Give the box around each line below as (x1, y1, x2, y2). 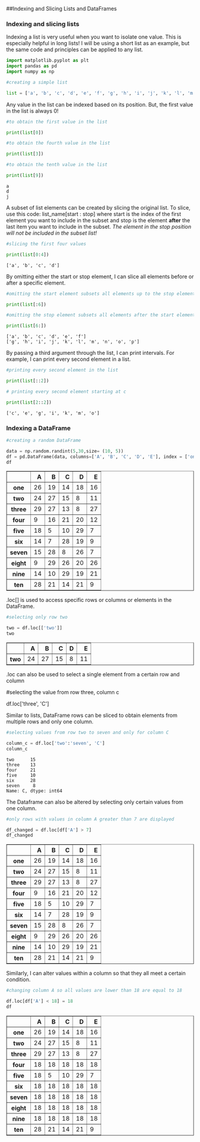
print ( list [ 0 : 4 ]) (6, 251, 49, 258)
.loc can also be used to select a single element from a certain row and (6, 671, 180, 678)
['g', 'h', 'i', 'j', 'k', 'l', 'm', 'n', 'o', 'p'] (6, 339, 140, 345)
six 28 (6, 777, 36, 784)
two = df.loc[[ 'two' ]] (6, 625, 62, 631)
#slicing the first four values (6, 241, 86, 247)
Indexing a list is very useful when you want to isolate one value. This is (6, 33, 182, 40)
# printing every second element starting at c (6, 388, 127, 395)
